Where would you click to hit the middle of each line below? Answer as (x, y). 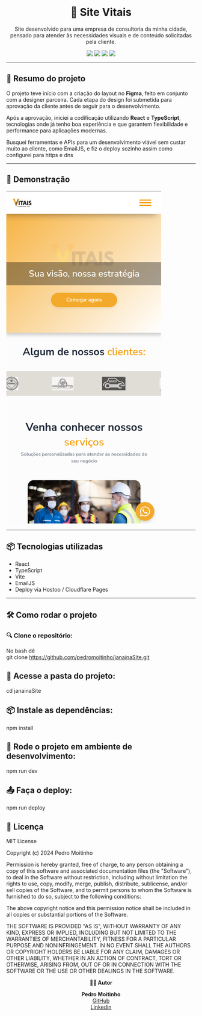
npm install (20, 728)
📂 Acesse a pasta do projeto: (61, 676)
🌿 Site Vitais (101, 12)
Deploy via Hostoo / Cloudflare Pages (61, 590)
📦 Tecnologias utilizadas (55, 546)
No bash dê (20, 651)
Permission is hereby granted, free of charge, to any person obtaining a (95, 865)
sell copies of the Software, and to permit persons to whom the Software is (99, 890)
